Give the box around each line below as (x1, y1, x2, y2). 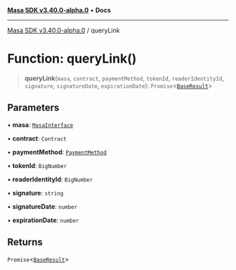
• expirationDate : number (7, 216, 79, 224)
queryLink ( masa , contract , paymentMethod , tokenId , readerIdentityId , (24, 74, 225, 82)
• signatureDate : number (7, 202, 78, 210)
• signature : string (7, 188, 64, 197)
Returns (7, 236, 44, 248)
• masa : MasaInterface (7, 120, 74, 129)
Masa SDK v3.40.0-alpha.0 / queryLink (7, 26, 120, 34)
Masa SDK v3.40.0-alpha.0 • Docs (7, 6, 111, 14)
